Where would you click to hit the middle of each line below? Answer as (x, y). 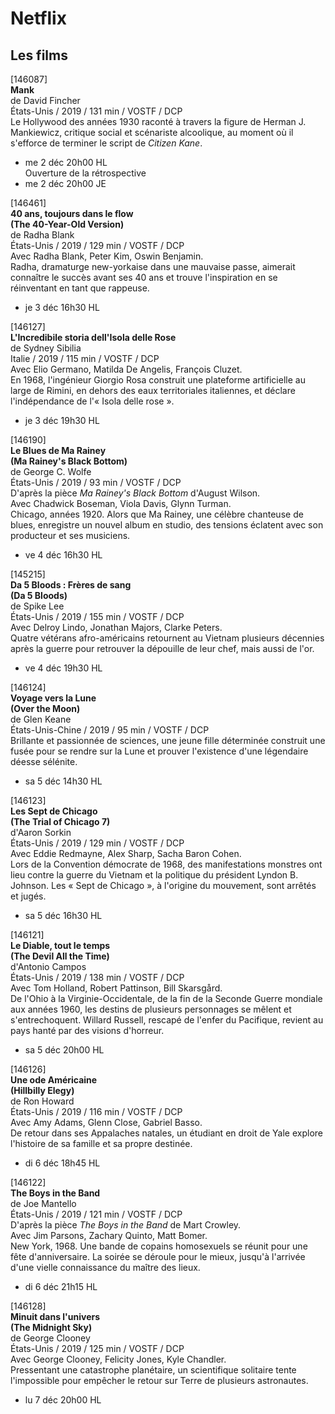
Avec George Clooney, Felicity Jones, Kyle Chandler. (118, 1359)
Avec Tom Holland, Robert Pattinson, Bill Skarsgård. (116, 988)
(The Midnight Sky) (51, 1327)
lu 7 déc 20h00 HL (63, 1400)
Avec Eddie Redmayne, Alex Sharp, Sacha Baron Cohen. (126, 853)
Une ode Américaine (54, 1080)
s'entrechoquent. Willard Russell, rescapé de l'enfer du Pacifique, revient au (167, 1020)
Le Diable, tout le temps (60, 945)
